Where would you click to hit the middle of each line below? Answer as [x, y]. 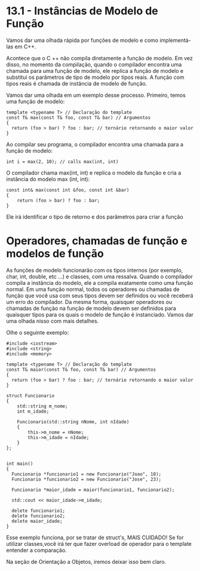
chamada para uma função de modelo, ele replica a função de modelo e [95, 70]
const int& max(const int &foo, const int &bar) [68, 190]
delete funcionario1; [39, 511]
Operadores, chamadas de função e [97, 241]
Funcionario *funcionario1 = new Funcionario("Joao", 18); [87, 474]
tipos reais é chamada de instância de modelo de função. [77, 83]
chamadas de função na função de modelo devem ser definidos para [91, 308]
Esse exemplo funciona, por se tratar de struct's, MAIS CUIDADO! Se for [95, 537]
